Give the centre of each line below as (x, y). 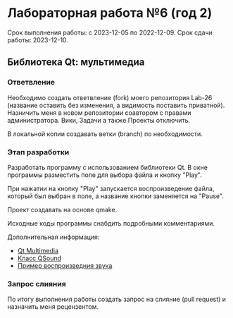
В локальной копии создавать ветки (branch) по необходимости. (105, 134)
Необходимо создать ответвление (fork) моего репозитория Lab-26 (110, 97)
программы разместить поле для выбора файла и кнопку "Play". (105, 175)
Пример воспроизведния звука (65, 265)
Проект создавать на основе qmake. (62, 209)
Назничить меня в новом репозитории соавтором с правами (99, 112)
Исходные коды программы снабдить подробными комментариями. (111, 223)
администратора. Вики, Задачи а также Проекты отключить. (99, 120)
